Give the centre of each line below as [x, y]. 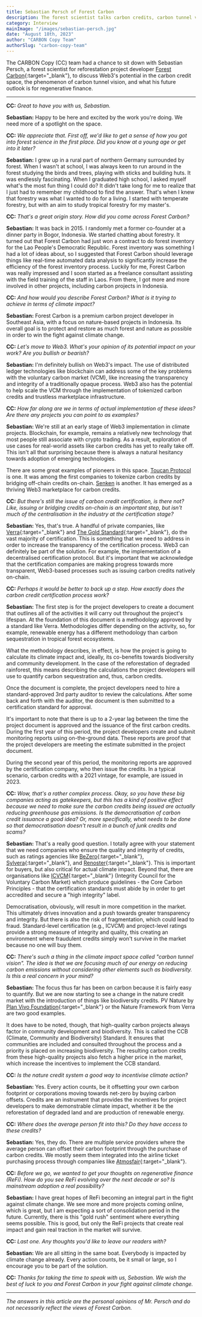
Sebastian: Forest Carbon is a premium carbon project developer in [90, 316]
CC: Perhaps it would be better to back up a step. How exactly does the [95, 588]
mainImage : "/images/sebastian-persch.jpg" [62, 29]
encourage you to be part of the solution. [57, 1266]
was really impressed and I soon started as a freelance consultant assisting [99, 273]
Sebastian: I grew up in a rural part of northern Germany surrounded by [95, 160]
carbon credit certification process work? [58, 595]
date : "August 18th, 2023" [40, 34]
